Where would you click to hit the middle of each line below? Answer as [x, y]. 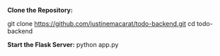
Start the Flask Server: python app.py [63, 44]
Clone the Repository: [40, 10]
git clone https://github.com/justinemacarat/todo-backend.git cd [102, 23]
